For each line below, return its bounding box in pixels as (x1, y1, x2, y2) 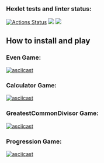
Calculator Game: (6, 81, 57, 89)
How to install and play (6, 36, 91, 46)
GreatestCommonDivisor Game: (6, 109, 99, 117)
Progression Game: (6, 137, 63, 145)
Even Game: (6, 53, 41, 62)
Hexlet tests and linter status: (6, 5, 92, 13)
